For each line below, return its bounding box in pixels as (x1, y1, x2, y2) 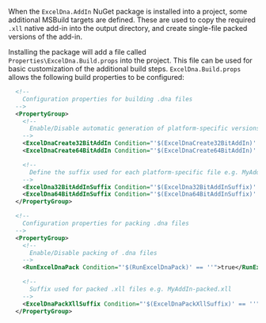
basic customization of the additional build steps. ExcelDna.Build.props (8, 64, 241, 74)
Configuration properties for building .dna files (22, 95, 193, 103)
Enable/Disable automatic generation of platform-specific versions (28, 124, 260, 133)
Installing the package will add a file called (8, 47, 146, 56)
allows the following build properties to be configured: (8, 73, 184, 82)
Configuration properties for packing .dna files (22, 219, 190, 227)
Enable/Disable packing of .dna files (28, 249, 158, 256)
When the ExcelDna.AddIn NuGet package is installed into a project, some (8, 7, 248, 16)
